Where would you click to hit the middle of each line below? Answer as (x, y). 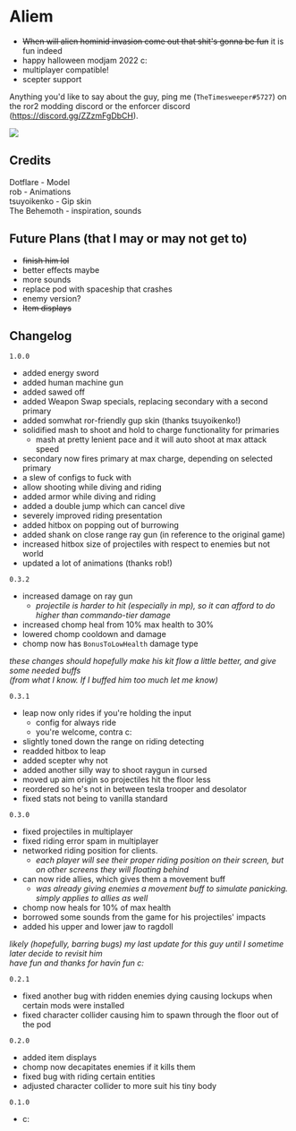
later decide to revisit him (56, 954)
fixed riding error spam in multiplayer (90, 841)
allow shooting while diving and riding (92, 487)
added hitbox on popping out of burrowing (100, 525)
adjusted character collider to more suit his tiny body (119, 1086)
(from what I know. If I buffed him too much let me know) (114, 680)
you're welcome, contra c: (84, 732)
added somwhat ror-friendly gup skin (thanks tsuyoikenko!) (131, 421)
